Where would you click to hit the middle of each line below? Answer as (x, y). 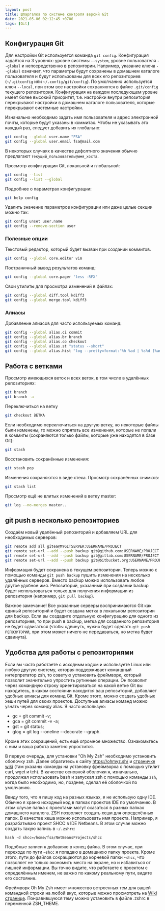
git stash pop (20, 468)
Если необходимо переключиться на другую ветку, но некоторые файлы (82, 425)
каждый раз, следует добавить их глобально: (53, 128)
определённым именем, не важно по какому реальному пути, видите (79, 873)
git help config (22, 198)
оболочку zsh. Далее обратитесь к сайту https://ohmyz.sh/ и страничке (80, 761)
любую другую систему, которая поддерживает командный (68, 670)
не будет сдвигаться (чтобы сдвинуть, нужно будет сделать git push (78, 626)
